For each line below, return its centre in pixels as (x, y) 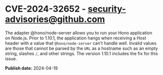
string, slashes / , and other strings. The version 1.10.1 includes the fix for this (81, 53)
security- (107, 9)
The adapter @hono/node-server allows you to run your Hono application (79, 33)
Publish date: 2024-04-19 (31, 68)
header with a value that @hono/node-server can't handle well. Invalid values (81, 43)
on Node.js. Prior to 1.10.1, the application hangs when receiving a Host (76, 38)
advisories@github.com (55, 19)
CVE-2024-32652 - (45, 9)
